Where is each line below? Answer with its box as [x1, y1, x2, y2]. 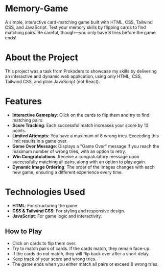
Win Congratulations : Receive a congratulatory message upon [12, 153, 140, 159]
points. [12, 127, 26, 133]
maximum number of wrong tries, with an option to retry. [12, 148, 126, 154]
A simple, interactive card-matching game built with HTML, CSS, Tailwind [5, 19, 153, 25]
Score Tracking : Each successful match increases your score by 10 [12, 122, 149, 128]
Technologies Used [5, 187, 86, 198]
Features [5, 96, 42, 107]
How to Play [5, 227, 43, 236]
